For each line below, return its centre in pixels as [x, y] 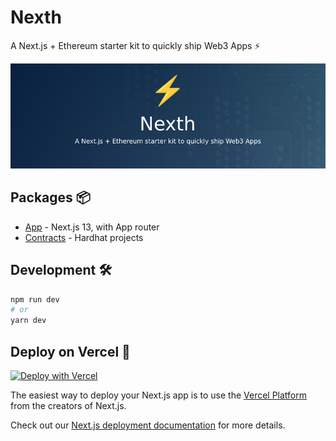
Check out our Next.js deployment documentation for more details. [148, 425]
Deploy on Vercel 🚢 [70, 351]
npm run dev [35, 299]
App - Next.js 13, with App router [92, 227]
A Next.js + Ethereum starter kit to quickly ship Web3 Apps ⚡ [135, 45]
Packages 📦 [50, 197]
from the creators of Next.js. [68, 405]
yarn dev [28, 321]
